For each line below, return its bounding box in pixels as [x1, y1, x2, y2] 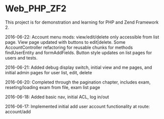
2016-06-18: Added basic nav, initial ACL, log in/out [5, 94, 109, 100]
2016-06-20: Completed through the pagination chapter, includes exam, [5, 79, 151, 85]
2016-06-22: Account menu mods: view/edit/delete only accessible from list [5, 34, 160, 40]
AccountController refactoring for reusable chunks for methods [5, 44, 133, 50]
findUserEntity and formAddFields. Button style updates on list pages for [5, 50, 152, 56]
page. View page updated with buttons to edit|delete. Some [5, 39, 126, 45]
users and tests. [5, 55, 38, 60]
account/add [5, 109, 31, 115]
